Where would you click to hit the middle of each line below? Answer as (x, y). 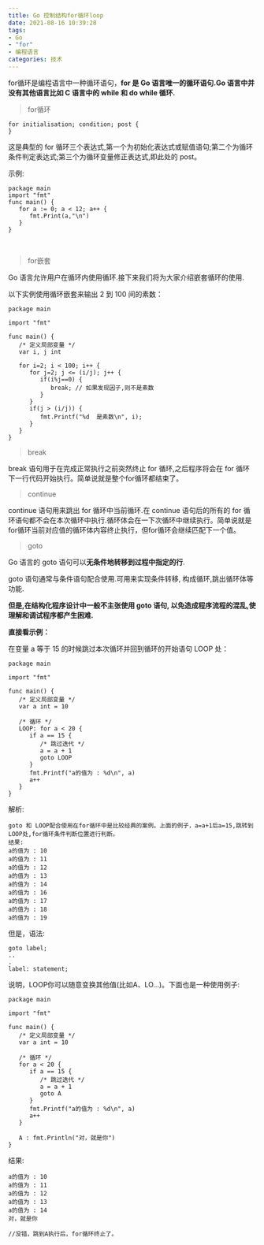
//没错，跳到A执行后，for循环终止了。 (63, 1234)
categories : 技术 (35, 60)
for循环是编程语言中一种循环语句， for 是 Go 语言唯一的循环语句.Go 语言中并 (132, 83)
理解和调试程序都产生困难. (51, 615)
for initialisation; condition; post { (74, 124)
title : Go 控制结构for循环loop (56, 15)
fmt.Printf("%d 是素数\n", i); (91, 417)
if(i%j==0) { (61, 379)
